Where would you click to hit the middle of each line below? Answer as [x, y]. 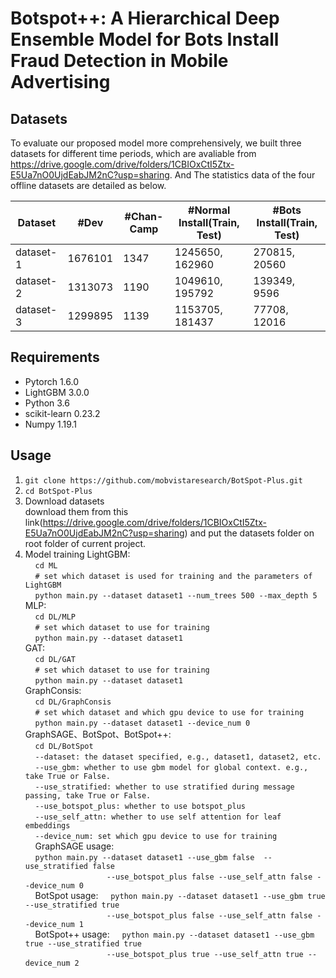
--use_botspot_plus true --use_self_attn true [205, 954]
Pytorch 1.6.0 [51, 381]
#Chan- [144, 216]
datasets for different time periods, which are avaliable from [133, 153]
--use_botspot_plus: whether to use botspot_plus [140, 806]
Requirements [55, 357]
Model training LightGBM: [77, 554]
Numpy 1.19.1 [51, 424]
